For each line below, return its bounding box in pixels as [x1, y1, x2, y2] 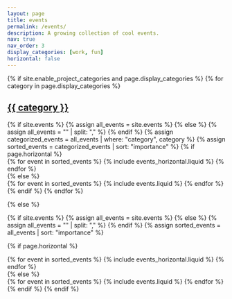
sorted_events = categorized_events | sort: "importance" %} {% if [7, 142, 195, 151]
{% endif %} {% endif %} [7, 284, 80, 293]
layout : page [7, 10, 45, 17]
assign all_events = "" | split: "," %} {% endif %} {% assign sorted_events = [7, 221, 222, 229]
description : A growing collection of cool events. [7, 29, 159, 37]
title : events [7, 17, 48, 24]
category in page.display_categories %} [7, 81, 121, 90]
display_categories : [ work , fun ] [7, 49, 104, 56]
